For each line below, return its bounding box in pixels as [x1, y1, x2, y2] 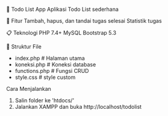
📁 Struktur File [6, 43, 42, 50]
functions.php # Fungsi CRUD [14, 68, 89, 74]
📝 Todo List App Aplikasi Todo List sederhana [6, 6, 119, 13]
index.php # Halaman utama [14, 54, 86, 62]
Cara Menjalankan [6, 86, 51, 92]
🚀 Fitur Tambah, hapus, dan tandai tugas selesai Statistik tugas [6, 17, 162, 24]
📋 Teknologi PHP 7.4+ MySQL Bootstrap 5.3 [6, 29, 116, 36]
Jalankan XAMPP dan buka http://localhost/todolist [14, 103, 142, 110]
